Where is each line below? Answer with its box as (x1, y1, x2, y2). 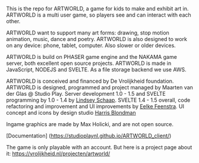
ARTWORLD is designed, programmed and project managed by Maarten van (6, 84, 193, 91)
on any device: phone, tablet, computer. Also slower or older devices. (6, 42, 176, 49)
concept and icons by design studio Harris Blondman (6, 109, 136, 116)
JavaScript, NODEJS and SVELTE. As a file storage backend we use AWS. (6, 66, 187, 73)
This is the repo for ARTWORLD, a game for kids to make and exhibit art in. (6, 5, 189, 12)
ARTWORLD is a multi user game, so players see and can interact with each (6, 11, 191, 18)
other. (6, 18, 21, 24)
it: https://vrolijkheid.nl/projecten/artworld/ (6, 150, 110, 157)
